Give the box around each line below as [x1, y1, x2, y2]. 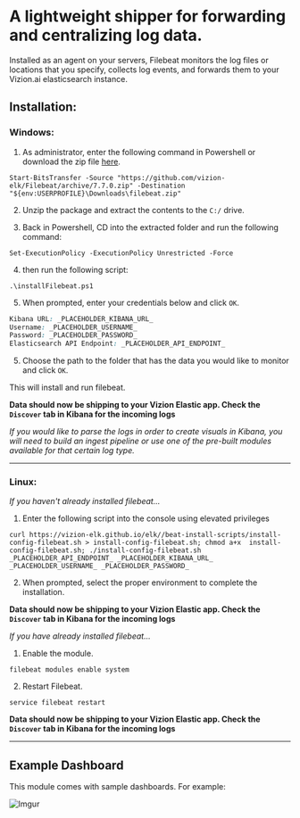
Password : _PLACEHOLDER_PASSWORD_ [9, 331, 138, 340]
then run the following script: [21, 264, 129, 275]
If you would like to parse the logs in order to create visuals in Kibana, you [9, 426, 283, 437]
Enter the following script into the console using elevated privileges [21, 513, 270, 524]
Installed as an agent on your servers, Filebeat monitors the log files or [9, 54, 270, 65]
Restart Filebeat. [21, 681, 83, 692]
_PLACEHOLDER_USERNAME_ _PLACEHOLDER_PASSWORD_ [9, 562, 190, 571]
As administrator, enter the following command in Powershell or [21, 146, 256, 157]
